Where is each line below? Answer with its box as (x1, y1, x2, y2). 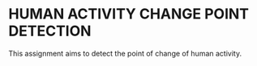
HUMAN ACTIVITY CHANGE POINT (8, 5, 250, 23)
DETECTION (8, 22, 92, 40)
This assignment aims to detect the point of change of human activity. (8, 48, 242, 58)
